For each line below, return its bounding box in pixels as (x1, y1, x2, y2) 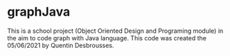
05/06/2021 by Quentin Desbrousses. (7, 41, 114, 49)
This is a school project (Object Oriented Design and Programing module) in (7, 27, 224, 35)
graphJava (7, 4, 71, 20)
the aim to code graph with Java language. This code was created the (7, 33, 206, 42)
